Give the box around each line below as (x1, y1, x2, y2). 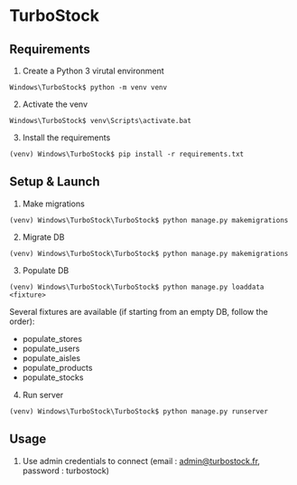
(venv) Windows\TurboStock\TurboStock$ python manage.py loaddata (9, 282, 265, 291)
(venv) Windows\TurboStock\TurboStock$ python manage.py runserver (9, 406, 269, 416)
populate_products (22, 362, 93, 373)
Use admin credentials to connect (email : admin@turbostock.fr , (22, 455, 260, 466)
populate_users (22, 343, 80, 354)
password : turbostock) (22, 465, 110, 476)
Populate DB (22, 264, 70, 276)
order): (9, 316, 35, 327)
